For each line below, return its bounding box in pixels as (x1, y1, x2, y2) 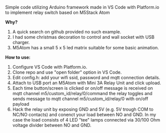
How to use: (5, 54, 31, 60)
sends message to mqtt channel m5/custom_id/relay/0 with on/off (12, 96, 148, 102)
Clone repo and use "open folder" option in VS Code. (12, 69, 122, 75)
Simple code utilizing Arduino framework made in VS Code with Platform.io (5, 4, 159, 10)
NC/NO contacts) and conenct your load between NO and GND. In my (12, 112, 156, 118)
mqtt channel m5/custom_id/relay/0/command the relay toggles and (12, 91, 152, 96)
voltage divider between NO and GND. (12, 122, 91, 128)
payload (12, 101, 29, 107)
